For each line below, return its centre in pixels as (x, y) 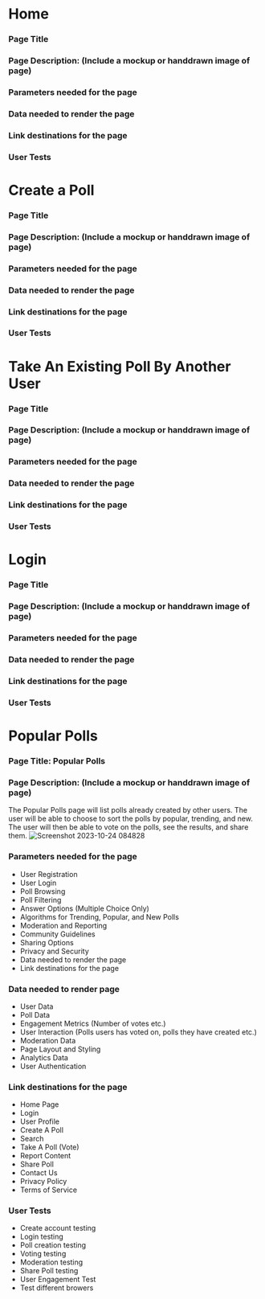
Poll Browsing (43, 891)
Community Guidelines (57, 934)
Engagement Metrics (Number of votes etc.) (93, 1023)
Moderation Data (48, 1040)
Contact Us (39, 1173)
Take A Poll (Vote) (49, 1147)
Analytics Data (44, 1057)
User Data (37, 1006)
